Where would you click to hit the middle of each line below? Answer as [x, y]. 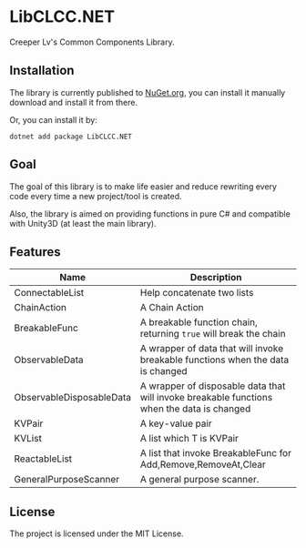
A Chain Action [172, 308]
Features [35, 252]
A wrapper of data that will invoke [212, 349]
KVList [28, 439]
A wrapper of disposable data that [213, 386]
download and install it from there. [74, 102]
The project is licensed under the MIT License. [97, 533]
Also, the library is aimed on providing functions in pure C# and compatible [150, 213]
